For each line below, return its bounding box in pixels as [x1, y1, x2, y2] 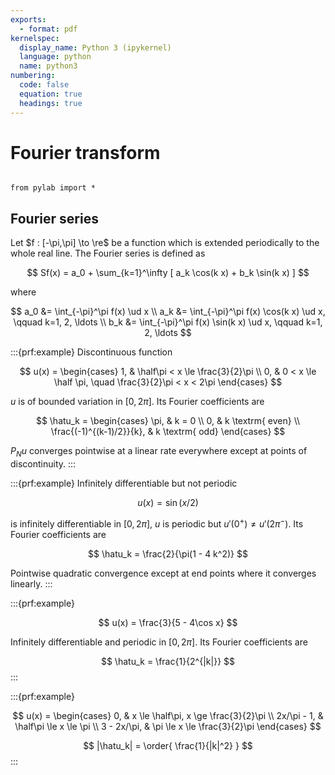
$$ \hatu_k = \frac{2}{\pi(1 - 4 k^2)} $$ [88, 547, 248, 560]
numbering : [10, 71, 56, 81]
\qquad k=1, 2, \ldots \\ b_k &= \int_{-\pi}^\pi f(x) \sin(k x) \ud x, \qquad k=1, [13, 316, 323, 328]
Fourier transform [10, 141, 161, 164]
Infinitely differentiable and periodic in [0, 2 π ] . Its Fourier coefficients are [10, 636, 308, 648]
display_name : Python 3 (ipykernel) [19, 42, 172, 53]
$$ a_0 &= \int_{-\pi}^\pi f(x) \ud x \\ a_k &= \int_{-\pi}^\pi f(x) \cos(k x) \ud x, [10, 306, 326, 318]
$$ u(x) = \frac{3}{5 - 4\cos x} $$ [98, 616, 238, 628]
